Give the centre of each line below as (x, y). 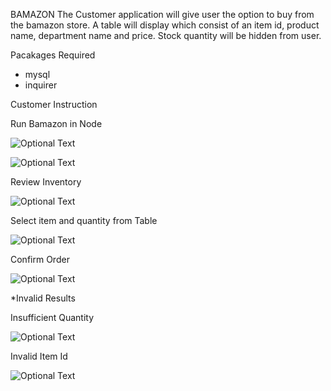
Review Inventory (46, 182)
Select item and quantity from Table (84, 220)
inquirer (41, 85)
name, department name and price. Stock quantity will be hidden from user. (166, 35)
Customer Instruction (54, 104)
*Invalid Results (43, 298)
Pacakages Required (53, 55)
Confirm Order (40, 259)
